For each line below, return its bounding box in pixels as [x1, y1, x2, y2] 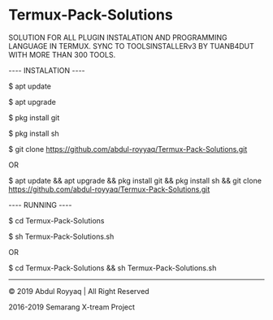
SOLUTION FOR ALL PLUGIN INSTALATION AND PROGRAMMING [8, 32, 227, 42]
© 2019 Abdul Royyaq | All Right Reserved [8, 286, 149, 296]
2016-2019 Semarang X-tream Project [8, 302, 136, 312]
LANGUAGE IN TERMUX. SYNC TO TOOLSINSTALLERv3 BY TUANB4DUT [8, 41, 254, 50]
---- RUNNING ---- [8, 200, 72, 210]
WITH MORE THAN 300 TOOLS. [8, 50, 116, 59]
